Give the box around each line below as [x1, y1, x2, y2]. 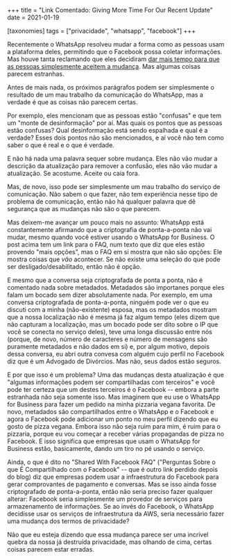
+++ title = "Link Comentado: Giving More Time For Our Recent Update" [7, 6, 214, 14]
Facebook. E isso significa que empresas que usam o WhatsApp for [7, 437, 201, 445]
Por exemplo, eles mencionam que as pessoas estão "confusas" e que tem [7, 111, 222, 120]
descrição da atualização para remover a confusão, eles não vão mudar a [7, 162, 218, 170]
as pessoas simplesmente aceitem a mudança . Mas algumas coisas [7, 63, 201, 70]
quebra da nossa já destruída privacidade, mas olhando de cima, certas [7, 538, 212, 546]
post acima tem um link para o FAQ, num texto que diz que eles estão [7, 240, 205, 249]
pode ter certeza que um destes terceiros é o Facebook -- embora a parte [7, 386, 219, 393]
